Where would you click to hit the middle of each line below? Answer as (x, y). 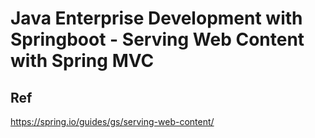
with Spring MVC (82, 61)
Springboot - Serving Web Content (157, 39)
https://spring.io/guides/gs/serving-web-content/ (112, 121)
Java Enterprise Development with (156, 18)
